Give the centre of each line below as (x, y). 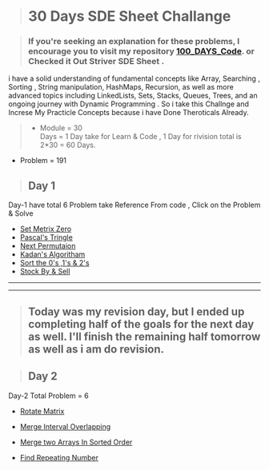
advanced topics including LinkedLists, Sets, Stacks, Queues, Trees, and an (133, 96)
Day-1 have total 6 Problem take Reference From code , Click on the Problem (134, 205)
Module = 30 (61, 128)
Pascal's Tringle (46, 237)
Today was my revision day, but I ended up (136, 311)
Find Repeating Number (59, 457)
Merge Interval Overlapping (65, 426)
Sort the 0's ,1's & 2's (54, 263)
